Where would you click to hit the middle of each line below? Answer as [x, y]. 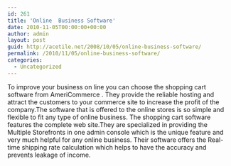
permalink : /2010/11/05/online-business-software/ [84, 54]
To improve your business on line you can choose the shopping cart [107, 87]
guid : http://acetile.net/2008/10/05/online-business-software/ [104, 47]
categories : [25, 60]
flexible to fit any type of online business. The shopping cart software [109, 117]
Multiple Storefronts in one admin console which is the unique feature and [116, 132]
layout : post [27, 40]
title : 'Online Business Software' [61, 21]
